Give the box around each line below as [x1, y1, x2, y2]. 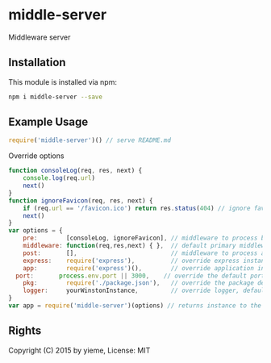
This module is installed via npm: [8, 77, 117, 86]
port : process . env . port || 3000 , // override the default [15, 272, 248, 280]
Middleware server [8, 32, 71, 42]
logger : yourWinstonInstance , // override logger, [23, 286, 240, 295]
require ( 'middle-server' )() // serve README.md [8, 136, 172, 144]
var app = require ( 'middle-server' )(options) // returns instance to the [8, 302, 262, 310]
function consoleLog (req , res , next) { [8, 167, 143, 175]
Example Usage [8, 115, 89, 129]
